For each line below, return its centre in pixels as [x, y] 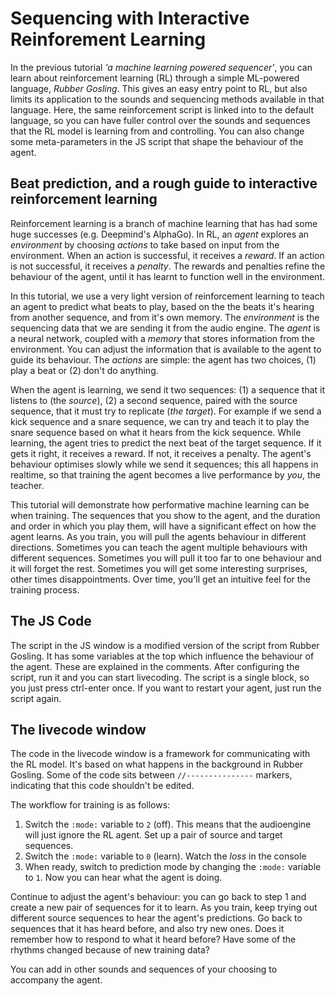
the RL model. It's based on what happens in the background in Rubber [157, 764]
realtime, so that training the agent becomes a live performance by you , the [165, 474]
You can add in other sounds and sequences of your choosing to [144, 969]
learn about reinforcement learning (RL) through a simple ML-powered [155, 78]
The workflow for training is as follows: [90, 805]
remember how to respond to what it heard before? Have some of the [153, 939]
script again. [36, 698]
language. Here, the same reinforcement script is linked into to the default [162, 109]
